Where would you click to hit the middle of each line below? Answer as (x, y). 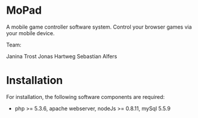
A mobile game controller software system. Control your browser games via (99, 27)
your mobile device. (30, 33)
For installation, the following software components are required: (86, 97)
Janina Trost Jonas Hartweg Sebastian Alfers (62, 56)
